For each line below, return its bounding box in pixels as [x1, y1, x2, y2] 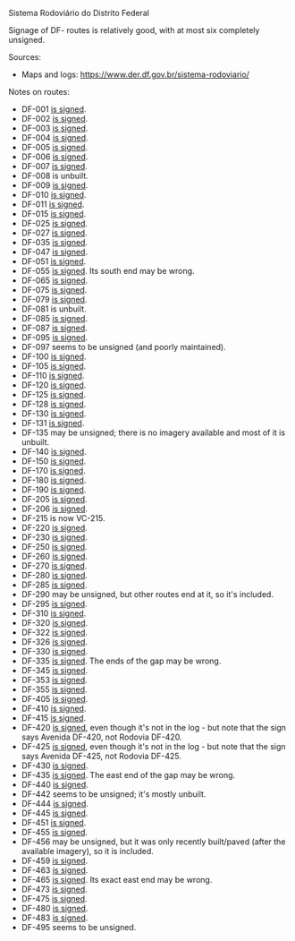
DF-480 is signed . [21, 903, 88, 913]
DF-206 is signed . [21, 503, 88, 514]
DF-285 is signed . [21, 579, 88, 590]
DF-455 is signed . [21, 827, 88, 837]
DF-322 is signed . [21, 627, 88, 637]
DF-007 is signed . [21, 161, 88, 171]
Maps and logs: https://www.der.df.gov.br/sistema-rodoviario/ [21, 69, 249, 80]
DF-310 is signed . [21, 608, 87, 619]
